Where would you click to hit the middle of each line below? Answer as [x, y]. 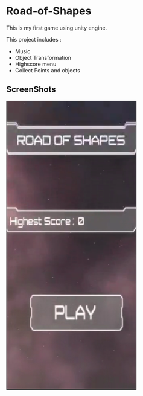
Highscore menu [36, 64]
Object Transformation [43, 57]
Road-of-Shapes [49, 11]
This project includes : [34, 39]
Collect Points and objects [47, 70]
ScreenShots [31, 90]
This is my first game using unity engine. [57, 28]
